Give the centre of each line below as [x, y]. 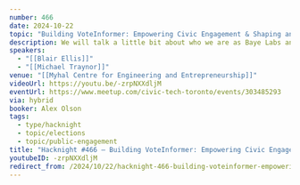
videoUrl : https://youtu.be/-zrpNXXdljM [86, 84]
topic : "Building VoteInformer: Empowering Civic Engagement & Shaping [145, 34]
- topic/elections [52, 133]
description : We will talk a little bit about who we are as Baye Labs [145, 42]
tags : [19, 117]
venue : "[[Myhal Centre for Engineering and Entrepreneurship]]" [133, 76]
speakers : [28, 51]
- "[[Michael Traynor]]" [63, 68]
